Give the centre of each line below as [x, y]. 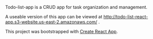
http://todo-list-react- [126, 17]
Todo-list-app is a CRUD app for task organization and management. [76, 7]
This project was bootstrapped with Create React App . [62, 31]
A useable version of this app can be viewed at [54, 17]
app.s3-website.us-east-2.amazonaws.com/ [51, 22]
